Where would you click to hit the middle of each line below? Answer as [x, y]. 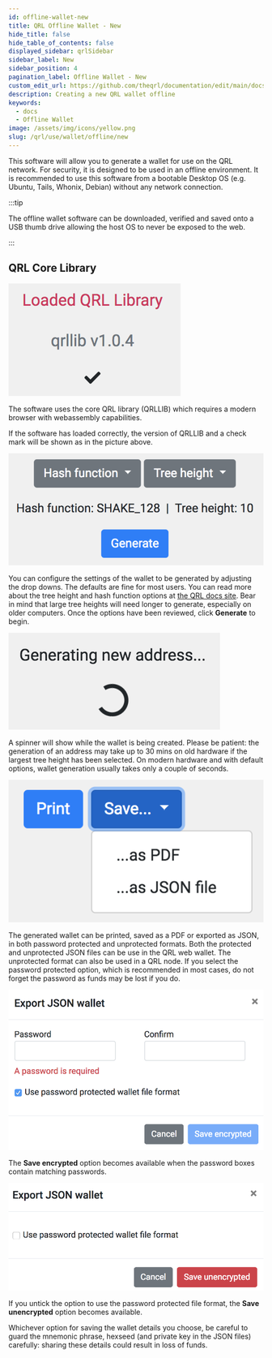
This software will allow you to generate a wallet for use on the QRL [121, 161]
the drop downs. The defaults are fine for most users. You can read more [130, 587]
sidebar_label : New [41, 60]
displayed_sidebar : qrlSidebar [61, 52]
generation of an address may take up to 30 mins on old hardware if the [128, 751]
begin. [19, 621]
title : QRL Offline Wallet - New [65, 26]
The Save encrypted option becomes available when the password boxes [132, 1163]
